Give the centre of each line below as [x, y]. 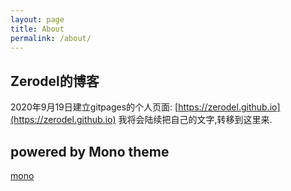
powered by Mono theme [90, 151]
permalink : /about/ [51, 38]
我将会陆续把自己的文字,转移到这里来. [195, 120]
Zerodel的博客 [55, 81]
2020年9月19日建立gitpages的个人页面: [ [94, 107]
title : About [37, 29]
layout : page [37, 19]
